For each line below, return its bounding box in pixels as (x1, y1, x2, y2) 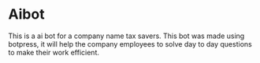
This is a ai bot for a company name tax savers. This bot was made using (8, 31, 245, 40)
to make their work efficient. (8, 47, 100, 57)
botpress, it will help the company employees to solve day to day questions (8, 39, 252, 48)
